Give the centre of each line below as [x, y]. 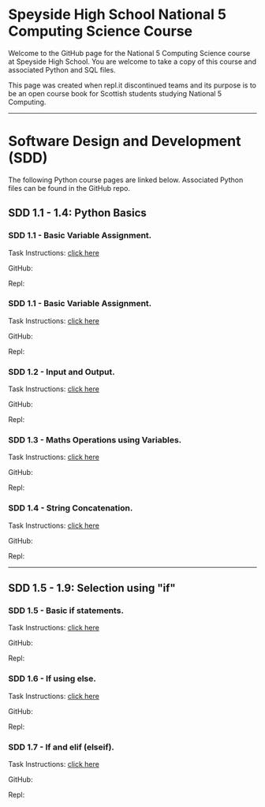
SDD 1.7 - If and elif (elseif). [61, 747]
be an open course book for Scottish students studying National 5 [115, 93]
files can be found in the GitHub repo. [69, 188]
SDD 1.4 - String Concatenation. [71, 508]
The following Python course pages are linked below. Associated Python [126, 180]
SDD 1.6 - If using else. [52, 678]
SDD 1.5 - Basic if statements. [66, 611]
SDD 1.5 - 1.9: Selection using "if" [92, 588]
